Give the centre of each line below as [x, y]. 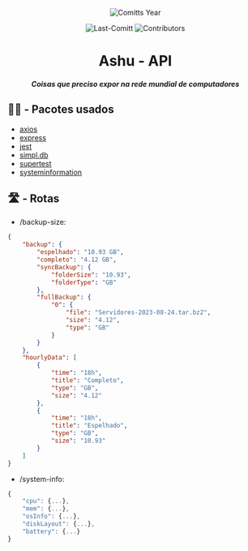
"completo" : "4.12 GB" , [77, 260]
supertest [35, 163]
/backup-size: [43, 222]
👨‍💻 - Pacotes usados [61, 110]
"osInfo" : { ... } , [51, 517]
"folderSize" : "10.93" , [91, 275]
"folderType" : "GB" [83, 282]
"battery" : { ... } [51, 532]
